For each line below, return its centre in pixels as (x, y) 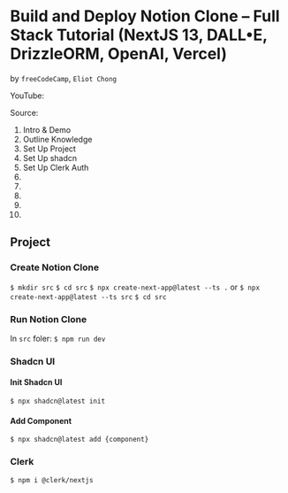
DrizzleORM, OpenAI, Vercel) (119, 54)
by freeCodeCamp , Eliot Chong (64, 78)
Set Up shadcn (50, 158)
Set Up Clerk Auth (56, 167)
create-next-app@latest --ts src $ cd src (88, 297)
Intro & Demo (47, 129)
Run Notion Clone (49, 319)
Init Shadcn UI (36, 382)
